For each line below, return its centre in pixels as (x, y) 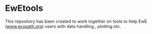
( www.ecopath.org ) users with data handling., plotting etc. (63, 26)
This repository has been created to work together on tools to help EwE (76, 21)
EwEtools (24, 8)
